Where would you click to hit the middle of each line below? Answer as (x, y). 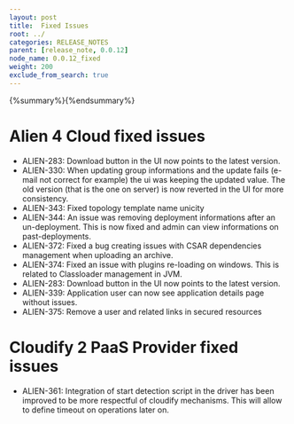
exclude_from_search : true (59, 75)
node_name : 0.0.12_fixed (55, 59)
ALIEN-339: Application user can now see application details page (143, 293)
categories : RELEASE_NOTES (59, 42)
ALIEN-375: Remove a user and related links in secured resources (142, 311)
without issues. (50, 302)
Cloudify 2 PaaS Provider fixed (124, 347)
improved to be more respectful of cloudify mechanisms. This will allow (152, 400)
